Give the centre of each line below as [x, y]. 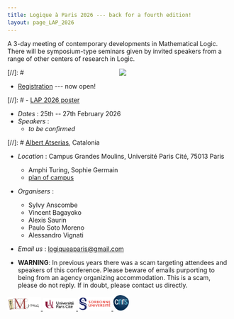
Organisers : [36, 191]
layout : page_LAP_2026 [41, 22]
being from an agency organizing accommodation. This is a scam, [114, 277]
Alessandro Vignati [56, 235]
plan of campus [51, 177]
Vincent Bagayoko [55, 212]
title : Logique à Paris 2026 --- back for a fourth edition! [100, 15]
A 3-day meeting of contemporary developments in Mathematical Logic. [113, 43]
